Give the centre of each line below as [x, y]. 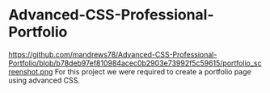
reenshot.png [31, 71]
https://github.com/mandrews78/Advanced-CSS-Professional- [113, 54]
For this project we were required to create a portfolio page [153, 71]
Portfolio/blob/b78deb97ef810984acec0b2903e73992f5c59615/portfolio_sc [135, 63]
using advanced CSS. [44, 80]
